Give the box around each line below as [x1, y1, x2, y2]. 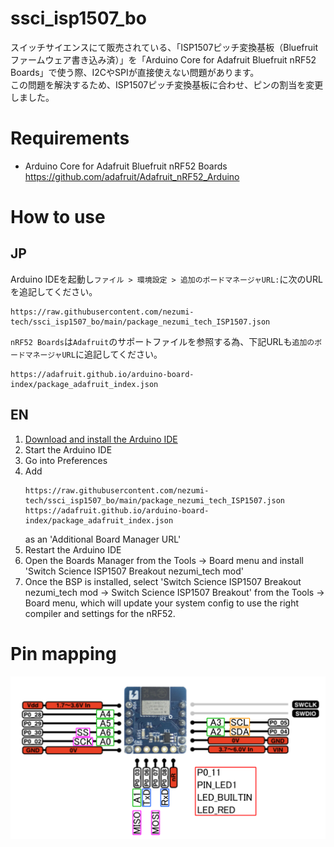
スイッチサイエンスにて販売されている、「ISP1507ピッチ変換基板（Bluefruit [10, 41, 319, 53]
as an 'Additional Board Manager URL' [24, 533, 182, 545]
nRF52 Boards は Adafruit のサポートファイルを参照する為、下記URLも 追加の [10, 335, 315, 347]
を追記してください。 [10, 285, 98, 297]
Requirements [10, 127, 130, 150]
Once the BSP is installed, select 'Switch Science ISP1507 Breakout [24, 575, 302, 587]
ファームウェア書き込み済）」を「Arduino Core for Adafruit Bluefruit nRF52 [10, 53, 317, 66]
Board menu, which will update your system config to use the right [24, 597, 300, 609]
